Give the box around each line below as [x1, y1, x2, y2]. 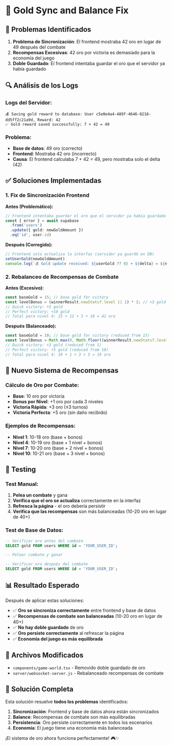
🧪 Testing [5, 465, 36, 474]
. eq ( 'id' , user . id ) [10, 233, 52, 238]
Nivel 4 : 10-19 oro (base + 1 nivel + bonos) [12, 439, 102, 445]
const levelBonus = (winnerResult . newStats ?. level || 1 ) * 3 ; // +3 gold [5, 299, 166, 304]
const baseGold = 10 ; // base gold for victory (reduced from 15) [5, 333, 150, 338]
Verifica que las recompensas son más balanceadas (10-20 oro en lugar [12, 508, 167, 514]
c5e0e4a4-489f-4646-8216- [96, 111, 152, 117]
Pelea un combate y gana [12, 492, 68, 499]
